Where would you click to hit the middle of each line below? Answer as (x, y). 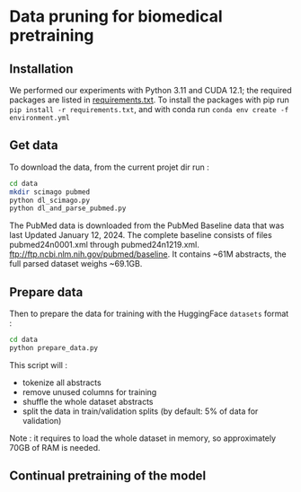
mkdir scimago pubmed (50, 192)
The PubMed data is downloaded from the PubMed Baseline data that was (147, 225)
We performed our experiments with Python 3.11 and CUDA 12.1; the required (150, 90)
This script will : (38, 365)
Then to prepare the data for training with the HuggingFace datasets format (149, 314)
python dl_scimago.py (50, 200)
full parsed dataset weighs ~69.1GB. (76, 264)
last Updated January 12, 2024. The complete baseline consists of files (141, 235)
